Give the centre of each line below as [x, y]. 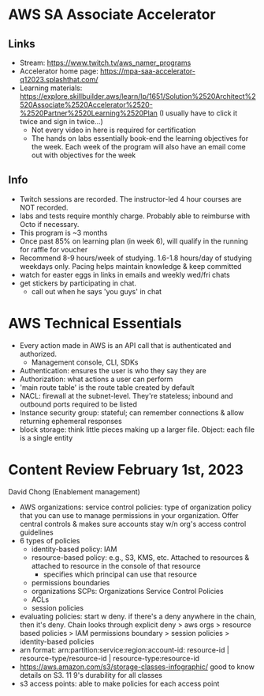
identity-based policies [57, 641]
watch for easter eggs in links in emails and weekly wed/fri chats [125, 274]
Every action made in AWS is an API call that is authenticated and [125, 345]
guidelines [36, 532]
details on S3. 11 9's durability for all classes [91, 675]
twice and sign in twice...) [61, 121]
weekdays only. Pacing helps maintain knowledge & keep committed [130, 266]
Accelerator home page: [59, 71]
